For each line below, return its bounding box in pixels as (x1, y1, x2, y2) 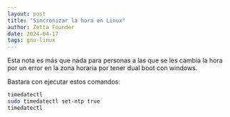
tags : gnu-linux (7, 37, 56, 44)
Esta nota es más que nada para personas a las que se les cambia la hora (7, 56, 223, 65)
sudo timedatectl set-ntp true (7, 98, 100, 105)
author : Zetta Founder (7, 23, 75, 30)
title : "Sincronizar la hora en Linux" (7, 17, 126, 24)
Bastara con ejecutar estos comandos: (7, 77, 121, 86)
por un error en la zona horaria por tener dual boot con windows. (7, 64, 198, 72)
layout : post (7, 10, 46, 18)
